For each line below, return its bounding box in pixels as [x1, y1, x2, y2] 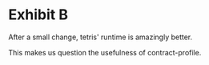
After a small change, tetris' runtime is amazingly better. [8, 32, 193, 42]
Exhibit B [8, 6, 68, 24]
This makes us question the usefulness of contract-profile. [8, 47, 202, 57]
